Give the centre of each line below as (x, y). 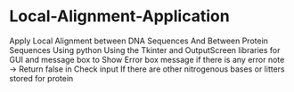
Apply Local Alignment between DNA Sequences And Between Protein (139, 41)
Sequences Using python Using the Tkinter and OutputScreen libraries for (145, 50)
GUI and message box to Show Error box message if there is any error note (147, 59)
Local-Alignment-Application (119, 16)
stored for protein (41, 78)
